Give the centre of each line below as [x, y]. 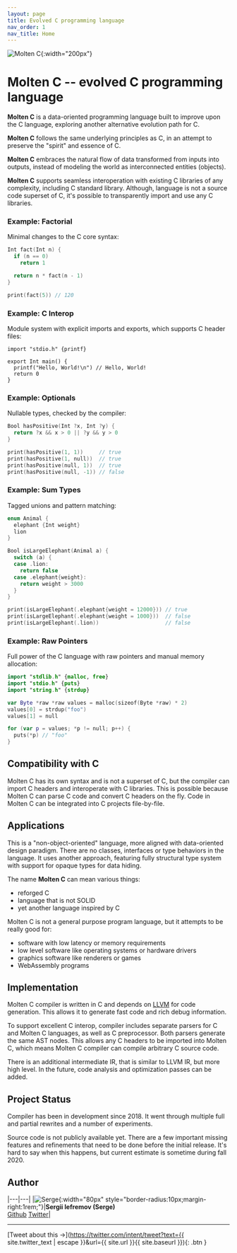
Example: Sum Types [44, 490]
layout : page [26, 14]
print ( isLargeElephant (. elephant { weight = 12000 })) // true [98, 610]
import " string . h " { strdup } [49, 690]
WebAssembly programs [53, 965]
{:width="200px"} [67, 54]
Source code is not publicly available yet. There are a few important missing [117, 1138]
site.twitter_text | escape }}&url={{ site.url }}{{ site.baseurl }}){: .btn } [107, 1242]
